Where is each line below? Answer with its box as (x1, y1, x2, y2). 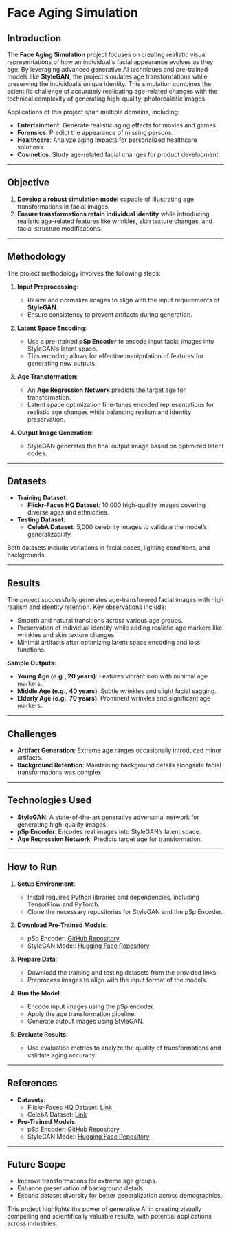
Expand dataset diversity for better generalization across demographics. (16, 1192, 223, 1200)
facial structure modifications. (16, 224, 102, 232)
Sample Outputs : (7, 659, 56, 667)
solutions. (16, 143, 45, 151)
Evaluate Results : (16, 1030, 68, 1038)
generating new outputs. (27, 359, 98, 367)
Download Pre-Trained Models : (16, 921, 108, 929)
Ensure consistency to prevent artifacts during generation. (27, 310, 192, 318)
